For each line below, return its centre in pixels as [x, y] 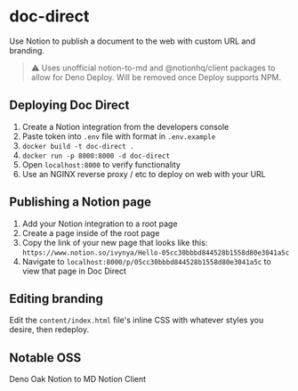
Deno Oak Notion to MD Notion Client [78, 379]
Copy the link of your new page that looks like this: [115, 242]
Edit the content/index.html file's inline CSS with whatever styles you [137, 320]
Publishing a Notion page [80, 202]
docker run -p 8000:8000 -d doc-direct [96, 156]
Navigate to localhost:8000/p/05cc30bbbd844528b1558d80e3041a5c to [146, 261]
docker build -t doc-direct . [78, 146]
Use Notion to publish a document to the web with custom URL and [133, 41]
